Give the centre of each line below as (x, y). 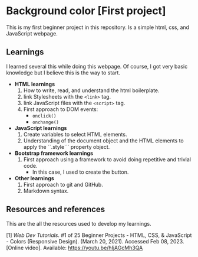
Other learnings (34, 178)
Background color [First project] (86, 11)
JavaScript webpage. (32, 33)
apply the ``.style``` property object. (67, 147)
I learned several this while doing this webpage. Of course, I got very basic (97, 66)
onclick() (44, 116)
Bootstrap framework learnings (54, 153)
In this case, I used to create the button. (80, 172)
